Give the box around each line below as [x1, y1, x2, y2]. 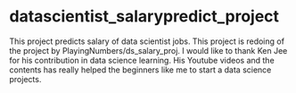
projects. [9, 73, 42, 84]
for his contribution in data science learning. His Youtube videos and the [9, 55, 275, 65]
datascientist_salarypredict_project [9, 6, 279, 27]
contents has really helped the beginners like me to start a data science [9, 64, 272, 75]
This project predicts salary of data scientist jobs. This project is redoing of [9, 36, 285, 46]
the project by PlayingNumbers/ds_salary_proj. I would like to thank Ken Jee [9, 45, 288, 55]
